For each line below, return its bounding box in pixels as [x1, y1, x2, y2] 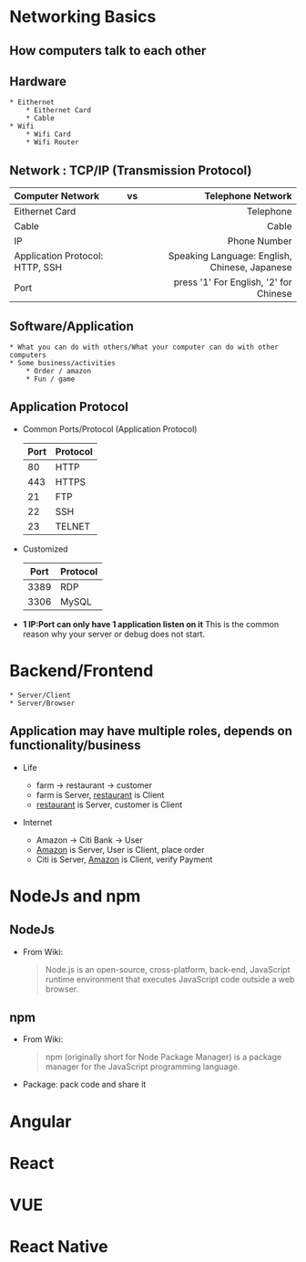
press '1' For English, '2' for [173, 276, 292, 289]
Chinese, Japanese [209, 261, 292, 274]
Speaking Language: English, [168, 249, 292, 262]
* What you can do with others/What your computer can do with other [9, 342, 280, 352]
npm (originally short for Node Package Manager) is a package [45, 1052, 282, 1063]
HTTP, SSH [14, 261, 62, 274]
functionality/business [9, 738, 141, 753]
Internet [22, 816, 53, 827]
